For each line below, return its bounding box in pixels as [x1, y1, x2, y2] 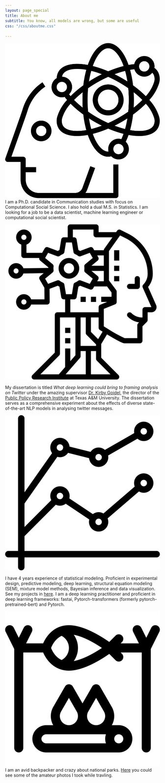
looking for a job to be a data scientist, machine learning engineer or [5, 209, 143, 215]
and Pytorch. [39, 601, 65, 608]
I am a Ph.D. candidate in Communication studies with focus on [5, 199, 133, 205]
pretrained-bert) [5, 601, 38, 608]
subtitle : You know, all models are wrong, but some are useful [5, 18, 139, 23]
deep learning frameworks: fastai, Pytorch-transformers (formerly [5, 596, 138, 602]
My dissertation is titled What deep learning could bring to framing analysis [5, 385, 158, 391]
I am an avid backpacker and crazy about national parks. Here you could [5, 767, 152, 773]
